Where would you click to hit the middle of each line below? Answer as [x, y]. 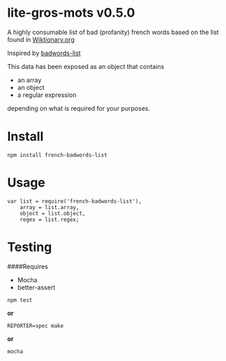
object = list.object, [53, 213]
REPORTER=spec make [36, 325]
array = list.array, [50, 207]
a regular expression [47, 95]
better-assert [36, 287]
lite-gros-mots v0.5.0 [71, 13]
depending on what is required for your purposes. [79, 108]
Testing [30, 247]
